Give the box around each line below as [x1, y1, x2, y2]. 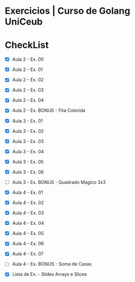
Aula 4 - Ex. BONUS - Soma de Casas [12, 261, 92, 267]
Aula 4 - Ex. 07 [12, 251, 44, 257]
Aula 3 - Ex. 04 [12, 148, 44, 154]
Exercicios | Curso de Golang [5, 5, 130, 17]
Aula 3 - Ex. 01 [12, 118, 43, 124]
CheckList [5, 39, 49, 51]
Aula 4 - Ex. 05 [12, 230, 44, 237]
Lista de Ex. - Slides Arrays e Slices [12, 271, 87, 277]
